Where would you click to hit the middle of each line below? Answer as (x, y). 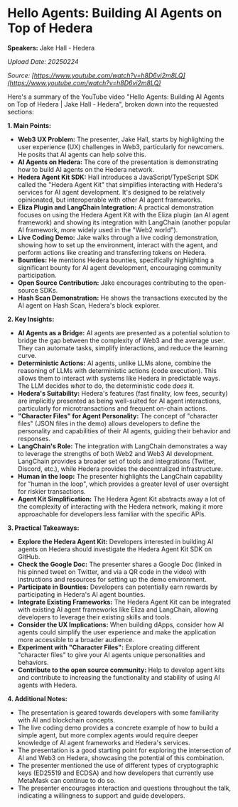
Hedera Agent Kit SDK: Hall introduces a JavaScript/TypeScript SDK (118, 177)
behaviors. (33, 662)
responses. (34, 438)
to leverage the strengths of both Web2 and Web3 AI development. (116, 453)
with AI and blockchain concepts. (66, 720)
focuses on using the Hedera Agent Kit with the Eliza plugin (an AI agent (123, 215)
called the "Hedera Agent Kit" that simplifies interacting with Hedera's (120, 184)
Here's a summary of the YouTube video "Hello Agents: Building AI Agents (116, 97)
